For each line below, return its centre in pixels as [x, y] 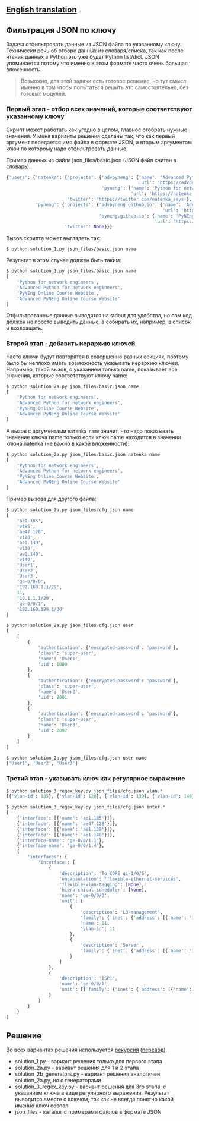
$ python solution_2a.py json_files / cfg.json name [70, 510]
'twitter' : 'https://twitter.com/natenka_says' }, [130, 199]
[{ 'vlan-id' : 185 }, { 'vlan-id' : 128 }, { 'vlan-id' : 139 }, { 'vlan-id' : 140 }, [102, 796]
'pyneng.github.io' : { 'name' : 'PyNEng [147, 216]
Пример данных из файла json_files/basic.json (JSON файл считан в [91, 160]
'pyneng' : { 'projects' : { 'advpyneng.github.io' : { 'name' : [108, 204]
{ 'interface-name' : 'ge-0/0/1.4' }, [61, 846]
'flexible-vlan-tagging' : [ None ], [102, 884]
